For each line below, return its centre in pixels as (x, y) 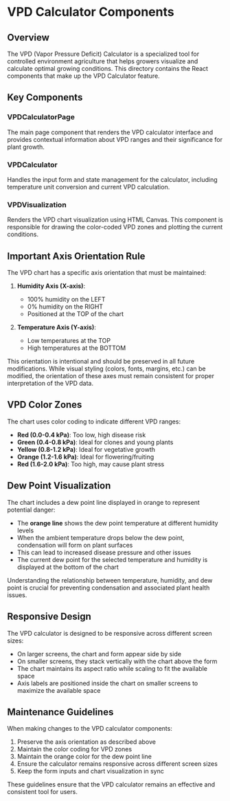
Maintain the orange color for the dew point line (84, 757)
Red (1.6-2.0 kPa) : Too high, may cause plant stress (91, 464)
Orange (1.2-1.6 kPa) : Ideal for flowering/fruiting (85, 457)
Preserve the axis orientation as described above (87, 742)
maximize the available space (59, 690)
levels (25, 530)
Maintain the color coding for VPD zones (74, 749)
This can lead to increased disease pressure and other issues (104, 552)
